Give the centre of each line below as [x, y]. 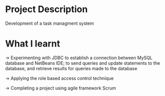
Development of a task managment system [50, 23]
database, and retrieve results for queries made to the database [71, 68]
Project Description [47, 9]
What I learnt [33, 44]
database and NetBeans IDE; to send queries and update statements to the [82, 63]
